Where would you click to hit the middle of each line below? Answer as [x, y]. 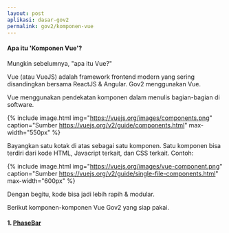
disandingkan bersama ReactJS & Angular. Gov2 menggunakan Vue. [104, 84]
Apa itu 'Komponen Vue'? [45, 48]
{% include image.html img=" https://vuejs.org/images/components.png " [110, 118]
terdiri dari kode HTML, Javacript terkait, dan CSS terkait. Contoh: [100, 153]
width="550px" [29, 132]
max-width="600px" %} [41, 181]
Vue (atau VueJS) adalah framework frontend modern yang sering [101, 77]
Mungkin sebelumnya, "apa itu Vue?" [59, 63]
